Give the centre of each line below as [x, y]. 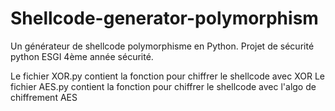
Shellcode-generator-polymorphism [164, 18]
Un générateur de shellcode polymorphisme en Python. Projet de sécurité [162, 46]
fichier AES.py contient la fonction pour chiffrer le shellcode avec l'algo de [163, 86]
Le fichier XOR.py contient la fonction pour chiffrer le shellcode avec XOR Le [167, 76]
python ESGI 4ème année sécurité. [82, 56]
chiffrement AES [44, 97]
